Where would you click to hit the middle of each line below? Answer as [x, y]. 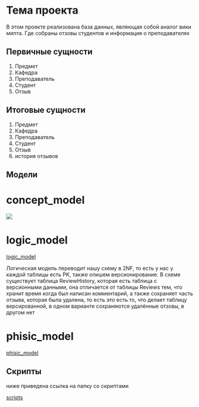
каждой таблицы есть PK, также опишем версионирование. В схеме [94, 275]
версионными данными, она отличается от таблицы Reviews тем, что [94, 287]
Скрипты [24, 372]
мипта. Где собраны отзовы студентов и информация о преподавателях [98, 33]
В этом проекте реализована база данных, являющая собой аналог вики [99, 27]
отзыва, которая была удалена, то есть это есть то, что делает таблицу [97, 299]
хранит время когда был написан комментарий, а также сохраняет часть [100, 293]
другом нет [20, 312]
